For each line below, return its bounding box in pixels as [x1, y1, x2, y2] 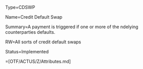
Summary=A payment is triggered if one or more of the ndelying [5, 24, 138, 30]
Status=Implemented [5, 49, 49, 54]
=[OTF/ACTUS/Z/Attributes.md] [5, 58, 71, 64]
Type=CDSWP [5, 5, 35, 10]
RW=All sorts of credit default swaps [5, 39, 81, 45]
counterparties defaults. [5, 29, 56, 35]
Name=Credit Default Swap [5, 14, 63, 20]
